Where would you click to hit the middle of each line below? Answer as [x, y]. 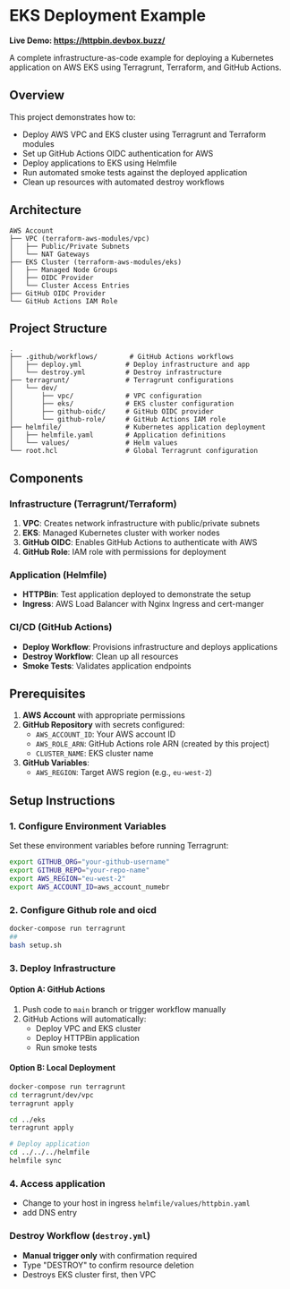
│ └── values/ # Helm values [94, 443]
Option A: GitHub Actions [57, 989]
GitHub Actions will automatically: [84, 1019]
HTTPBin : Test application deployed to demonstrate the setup [136, 594]
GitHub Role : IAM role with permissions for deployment [124, 552]
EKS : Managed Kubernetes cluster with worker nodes [121, 533]
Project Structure [58, 328]
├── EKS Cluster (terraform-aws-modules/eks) [95, 262]
